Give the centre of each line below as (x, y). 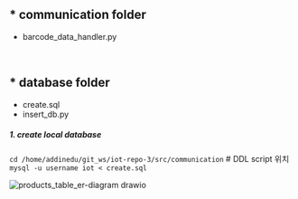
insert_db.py (46, 114)
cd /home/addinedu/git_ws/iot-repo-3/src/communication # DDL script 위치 (149, 158)
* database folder (60, 83)
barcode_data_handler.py (70, 36)
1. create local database (56, 135)
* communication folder (78, 15)
